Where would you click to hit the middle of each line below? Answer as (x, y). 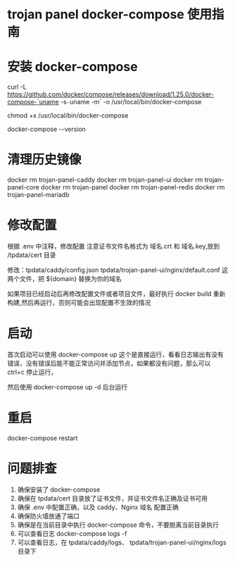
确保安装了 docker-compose (59, 489)
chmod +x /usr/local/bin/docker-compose (68, 115)
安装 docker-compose (73, 67)
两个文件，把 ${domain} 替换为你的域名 (64, 279)
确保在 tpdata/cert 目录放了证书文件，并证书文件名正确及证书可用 (113, 498)
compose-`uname (33, 102)
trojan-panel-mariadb (38, 195)
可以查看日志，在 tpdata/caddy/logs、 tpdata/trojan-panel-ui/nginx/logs (122, 542)
